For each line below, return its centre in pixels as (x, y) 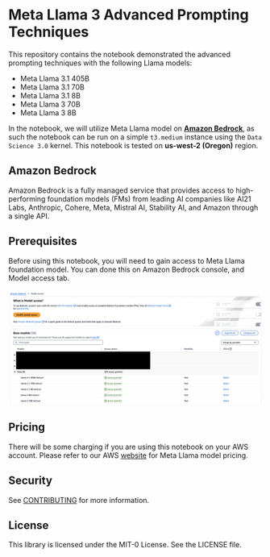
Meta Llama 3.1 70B (52, 87)
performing (27, 198)
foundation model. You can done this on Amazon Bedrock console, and (126, 269)
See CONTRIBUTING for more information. (79, 500)
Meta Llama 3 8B (48, 112)
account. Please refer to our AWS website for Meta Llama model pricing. (128, 455)
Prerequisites (43, 241)
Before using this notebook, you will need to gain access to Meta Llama (127, 260)
